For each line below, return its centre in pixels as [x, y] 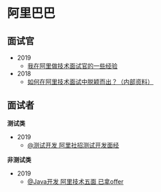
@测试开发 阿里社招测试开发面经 [73, 145]
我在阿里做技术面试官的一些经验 [72, 66]
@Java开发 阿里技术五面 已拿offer [75, 181]
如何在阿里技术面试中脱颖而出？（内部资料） [90, 82]
